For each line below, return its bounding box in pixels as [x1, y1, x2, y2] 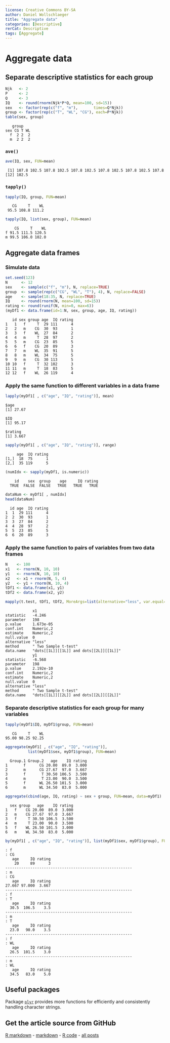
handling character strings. [5, 1004, 62, 1010]
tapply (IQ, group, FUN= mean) [5, 194, 67, 199]
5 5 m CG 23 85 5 [5, 340, 73, 345]
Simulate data [5, 264, 40, 271]
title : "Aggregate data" [5, 17, 58, 22]
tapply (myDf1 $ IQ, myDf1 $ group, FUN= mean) [5, 722, 94, 727]
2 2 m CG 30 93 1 [5, 326, 73, 332]
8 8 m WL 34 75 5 [5, 353, 73, 358]
